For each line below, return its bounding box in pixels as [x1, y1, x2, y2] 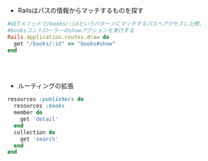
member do [13, 109, 43, 116]
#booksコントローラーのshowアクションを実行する [7, 27, 135, 34]
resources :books [13, 102, 65, 110]
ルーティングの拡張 [17, 82, 74, 90]
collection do [13, 128, 55, 136]
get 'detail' [20, 116, 59, 123]
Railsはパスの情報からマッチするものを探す [17, 6, 144, 14]
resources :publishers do [7, 96, 84, 103]
